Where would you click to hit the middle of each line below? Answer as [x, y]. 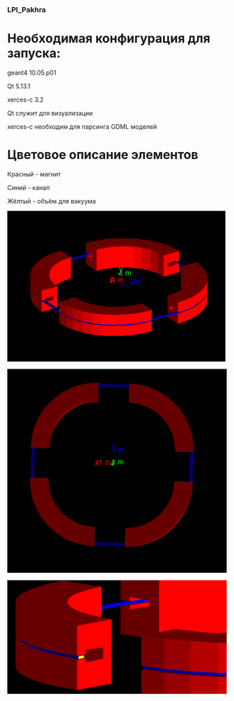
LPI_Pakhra [27, 10]
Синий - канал [29, 187]
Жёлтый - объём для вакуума [52, 201]
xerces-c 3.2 [25, 100]
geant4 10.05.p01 [32, 72]
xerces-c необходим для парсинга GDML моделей [82, 126]
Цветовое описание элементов [103, 155]
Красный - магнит [34, 174]
